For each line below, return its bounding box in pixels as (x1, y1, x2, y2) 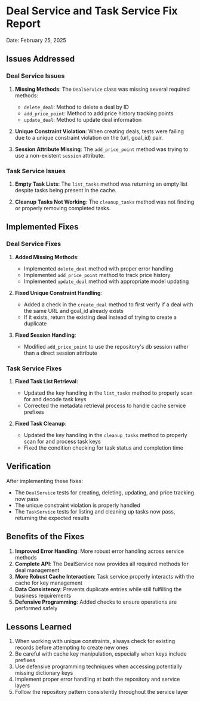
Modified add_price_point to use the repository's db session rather (23, 343, 189, 350)
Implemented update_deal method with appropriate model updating (23, 278, 189, 285)
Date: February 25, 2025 (6, 36, 67, 44)
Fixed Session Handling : (14, 331, 76, 339)
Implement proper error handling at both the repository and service (14, 676, 180, 683)
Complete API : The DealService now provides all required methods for (14, 560, 189, 567)
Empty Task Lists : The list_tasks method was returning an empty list (14, 180, 188, 187)
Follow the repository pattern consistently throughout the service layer (14, 688, 189, 696)
